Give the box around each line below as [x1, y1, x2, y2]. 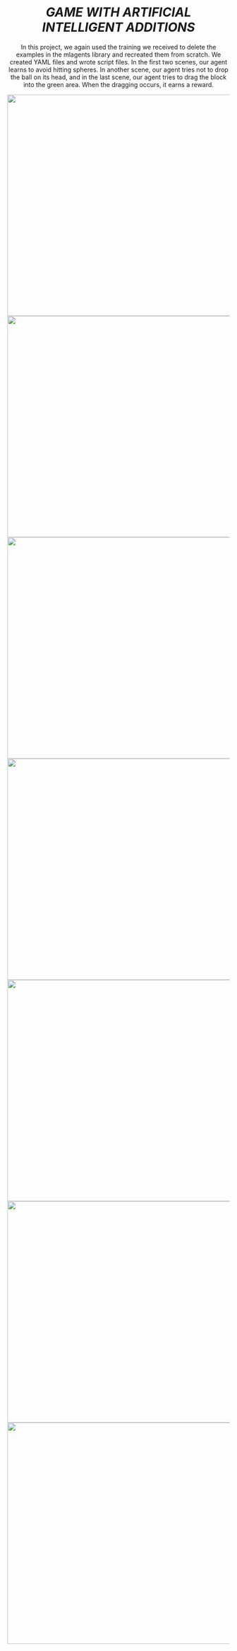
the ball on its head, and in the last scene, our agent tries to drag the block [10, 72, 227, 81]
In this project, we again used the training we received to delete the [20, 42, 217, 51]
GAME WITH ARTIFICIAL [45, 4, 192, 21]
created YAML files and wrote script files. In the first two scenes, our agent [9, 57, 228, 66]
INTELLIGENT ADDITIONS [42, 19, 195, 35]
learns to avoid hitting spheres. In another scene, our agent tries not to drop [8, 65, 229, 74]
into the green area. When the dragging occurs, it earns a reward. [23, 80, 214, 89]
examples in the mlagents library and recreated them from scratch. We [16, 50, 221, 59]
